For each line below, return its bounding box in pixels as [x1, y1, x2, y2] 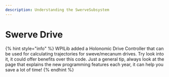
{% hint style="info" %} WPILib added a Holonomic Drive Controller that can [5, 45, 164, 51]
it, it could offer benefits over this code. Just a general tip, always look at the [5, 56, 164, 62]
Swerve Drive [5, 28, 63, 40]
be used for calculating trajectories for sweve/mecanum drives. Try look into [5, 50, 164, 56]
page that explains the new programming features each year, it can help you [5, 61, 164, 67]
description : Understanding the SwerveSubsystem [5, 7, 109, 12]
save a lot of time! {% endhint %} [5, 66, 74, 72]
